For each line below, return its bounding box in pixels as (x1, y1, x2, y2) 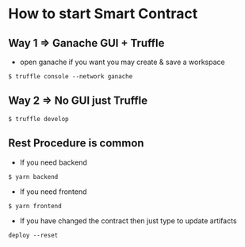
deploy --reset (8, 231, 59, 239)
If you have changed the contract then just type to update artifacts (19, 215, 237, 226)
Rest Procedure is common (8, 136, 144, 150)
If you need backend (19, 158, 87, 167)
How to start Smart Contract (8, 5, 198, 23)
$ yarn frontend (8, 202, 62, 210)
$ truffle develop (8, 115, 69, 123)
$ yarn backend (8, 173, 59, 180)
